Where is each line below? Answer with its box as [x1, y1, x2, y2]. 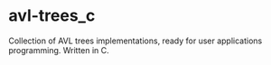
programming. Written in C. [8, 44, 109, 55]
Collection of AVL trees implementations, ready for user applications [8, 35, 263, 46]
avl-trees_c [8, 5, 96, 26]
